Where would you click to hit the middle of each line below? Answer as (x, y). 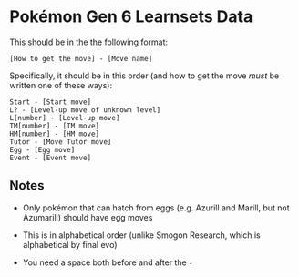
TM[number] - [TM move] (55, 126)
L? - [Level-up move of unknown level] (85, 110)
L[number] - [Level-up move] (65, 118)
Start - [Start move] (51, 102)
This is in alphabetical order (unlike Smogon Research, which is (142, 235)
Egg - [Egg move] (42, 149)
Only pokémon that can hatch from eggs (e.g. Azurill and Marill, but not (156, 208)
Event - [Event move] (51, 158)
